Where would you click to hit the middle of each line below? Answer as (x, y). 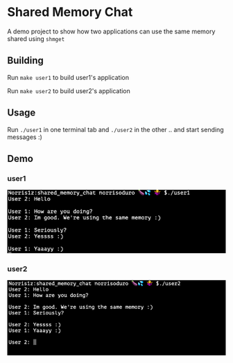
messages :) (25, 137)
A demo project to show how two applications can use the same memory (111, 31)
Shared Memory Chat (70, 12)
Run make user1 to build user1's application (68, 77)
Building (25, 61)
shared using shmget (36, 38)
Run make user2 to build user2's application (69, 90)
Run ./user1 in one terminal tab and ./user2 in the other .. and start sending (115, 129)
